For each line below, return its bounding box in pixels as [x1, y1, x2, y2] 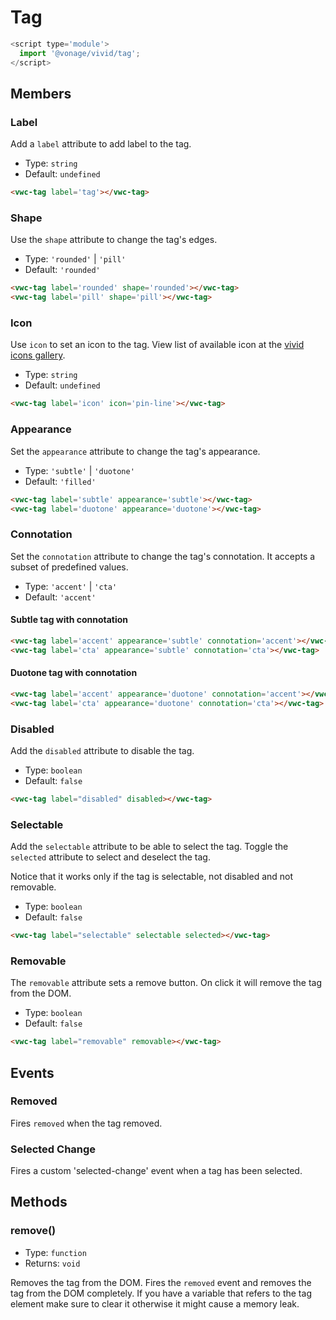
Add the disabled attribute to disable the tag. [10, 744, 195, 756]
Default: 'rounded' [24, 264, 101, 276]
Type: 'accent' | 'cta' [24, 580, 118, 592]
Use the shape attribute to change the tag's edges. [10, 234, 218, 246]
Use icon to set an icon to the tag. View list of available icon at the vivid [10, 339, 305, 351]
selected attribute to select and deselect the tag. [10, 851, 211, 863]
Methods [10, 1194, 68, 1211]
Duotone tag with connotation [10, 667, 138, 679]
